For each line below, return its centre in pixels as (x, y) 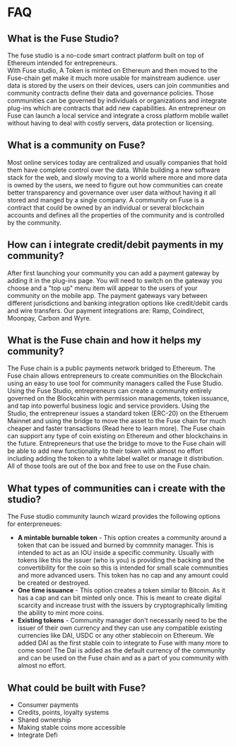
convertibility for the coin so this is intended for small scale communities (123, 568)
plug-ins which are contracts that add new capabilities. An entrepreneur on (117, 108)
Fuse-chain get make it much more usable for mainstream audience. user (114, 78)
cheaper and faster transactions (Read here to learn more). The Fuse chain (116, 428)
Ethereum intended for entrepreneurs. (63, 63)
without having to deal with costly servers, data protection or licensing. (111, 123)
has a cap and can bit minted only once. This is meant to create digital (119, 598)
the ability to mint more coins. (61, 613)
